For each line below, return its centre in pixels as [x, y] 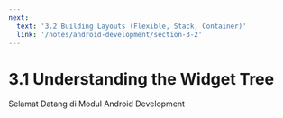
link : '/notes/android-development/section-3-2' [110, 34]
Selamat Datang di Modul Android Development [97, 104]
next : [18, 18]
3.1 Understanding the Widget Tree [141, 79]
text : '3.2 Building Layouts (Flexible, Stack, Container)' [132, 26]
